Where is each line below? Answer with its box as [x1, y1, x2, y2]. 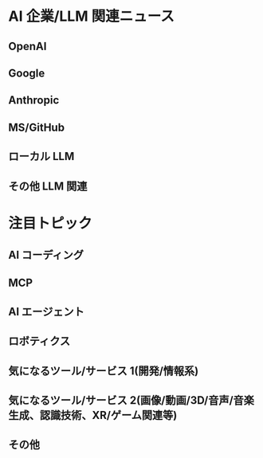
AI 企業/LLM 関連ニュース [8, 7, 175, 25]
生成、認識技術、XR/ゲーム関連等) [8, 409, 178, 422]
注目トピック [8, 214, 93, 232]
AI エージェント [8, 304, 85, 319]
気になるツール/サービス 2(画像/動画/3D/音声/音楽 [8, 393, 255, 407]
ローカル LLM [8, 150, 75, 163]
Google [8, 66, 45, 80]
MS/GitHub [8, 120, 65, 134]
